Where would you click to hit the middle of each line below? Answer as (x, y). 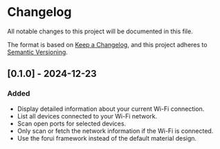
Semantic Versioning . (37, 52)
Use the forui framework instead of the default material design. (107, 138)
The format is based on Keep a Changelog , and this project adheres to (107, 44)
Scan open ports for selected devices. (72, 123)
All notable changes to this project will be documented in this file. (100, 31)
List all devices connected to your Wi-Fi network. (87, 116)
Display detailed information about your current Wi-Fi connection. (111, 109)
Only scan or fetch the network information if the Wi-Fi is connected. (115, 131)
